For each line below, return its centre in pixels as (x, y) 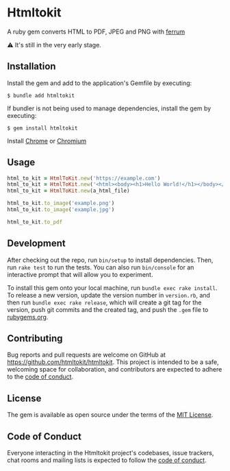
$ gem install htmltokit (42, 128)
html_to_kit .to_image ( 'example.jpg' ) (61, 210)
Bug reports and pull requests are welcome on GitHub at (87, 355)
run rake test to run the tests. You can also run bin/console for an (101, 267)
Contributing (35, 338)
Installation (31, 67)
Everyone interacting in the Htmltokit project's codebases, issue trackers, (111, 453)
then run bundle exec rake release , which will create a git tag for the (104, 302)
